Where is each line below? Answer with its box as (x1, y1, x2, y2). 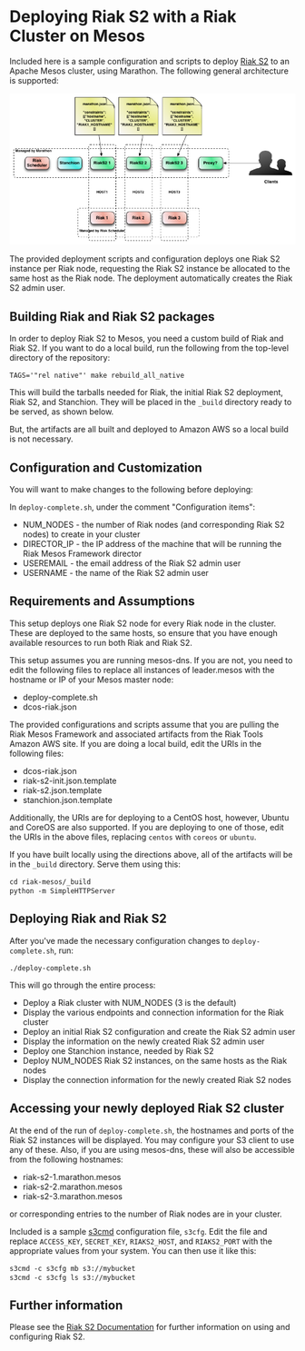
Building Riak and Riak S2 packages (9, 309, 215, 324)
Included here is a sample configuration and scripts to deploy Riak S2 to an (9, 55, 290, 66)
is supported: (9, 75, 59, 85)
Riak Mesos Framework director (22, 548, 143, 560)
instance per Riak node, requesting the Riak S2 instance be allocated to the (9, 263, 290, 274)
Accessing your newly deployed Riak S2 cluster (9, 1101, 284, 1117)
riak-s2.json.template (22, 784, 103, 796)
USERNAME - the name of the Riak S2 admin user (22, 568, 209, 579)
